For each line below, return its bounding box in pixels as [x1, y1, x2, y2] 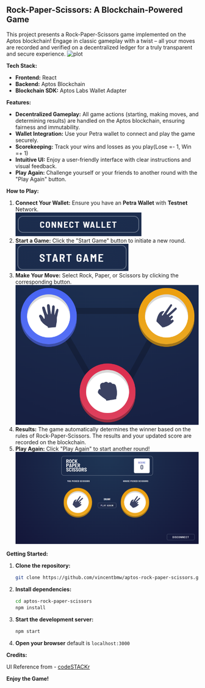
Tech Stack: [6, 62, 38, 69]
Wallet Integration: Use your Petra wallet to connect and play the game [15, 130, 195, 137]
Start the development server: [15, 615, 94, 623]
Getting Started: [6, 550, 48, 557]
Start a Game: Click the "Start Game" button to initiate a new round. [15, 236, 186, 244]
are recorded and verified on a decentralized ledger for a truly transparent [6, 43, 193, 51]
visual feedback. [15, 162, 57, 170]
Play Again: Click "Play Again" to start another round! [15, 445, 150, 452]
